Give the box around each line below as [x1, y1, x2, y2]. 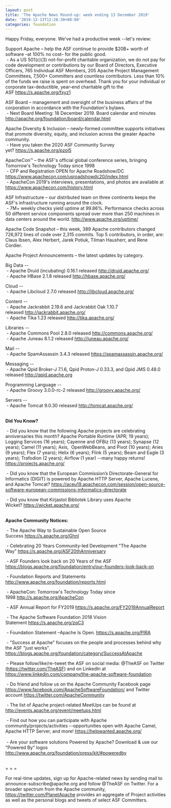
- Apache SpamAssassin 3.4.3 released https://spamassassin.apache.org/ [6, 351, 163, 357]
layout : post [5, 7, 33, 13]
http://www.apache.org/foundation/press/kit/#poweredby [5, 750, 127, 756]
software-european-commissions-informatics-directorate [5, 487, 127, 493]
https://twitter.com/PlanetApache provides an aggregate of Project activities [5, 792, 166, 798]
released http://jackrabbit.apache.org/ [5, 309, 86, 316]
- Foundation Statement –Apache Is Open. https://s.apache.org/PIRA [6, 630, 151, 636]
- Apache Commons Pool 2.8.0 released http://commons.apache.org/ [6, 330, 153, 336]
